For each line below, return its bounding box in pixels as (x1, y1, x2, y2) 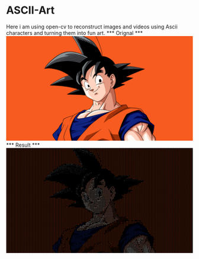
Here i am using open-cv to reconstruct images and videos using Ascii (6, 23, 178, 30)
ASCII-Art (6, 4, 55, 17)
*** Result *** (6, 141, 40, 148)
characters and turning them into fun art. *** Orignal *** (6, 29, 143, 36)
